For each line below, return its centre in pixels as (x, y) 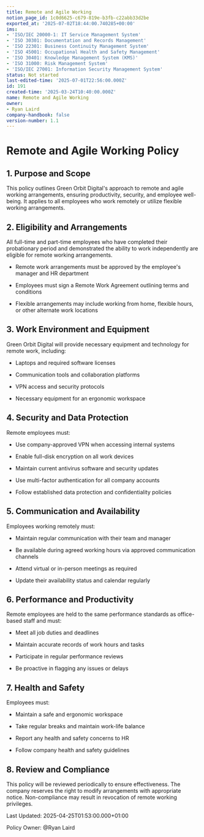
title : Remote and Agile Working (49, 12)
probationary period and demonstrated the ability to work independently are (102, 249)
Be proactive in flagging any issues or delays (72, 668)
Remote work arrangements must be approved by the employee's (98, 267)
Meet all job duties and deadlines (57, 633)
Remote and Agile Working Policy (93, 151)
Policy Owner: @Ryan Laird (41, 827)
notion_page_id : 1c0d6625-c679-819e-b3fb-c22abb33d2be (78, 18)
